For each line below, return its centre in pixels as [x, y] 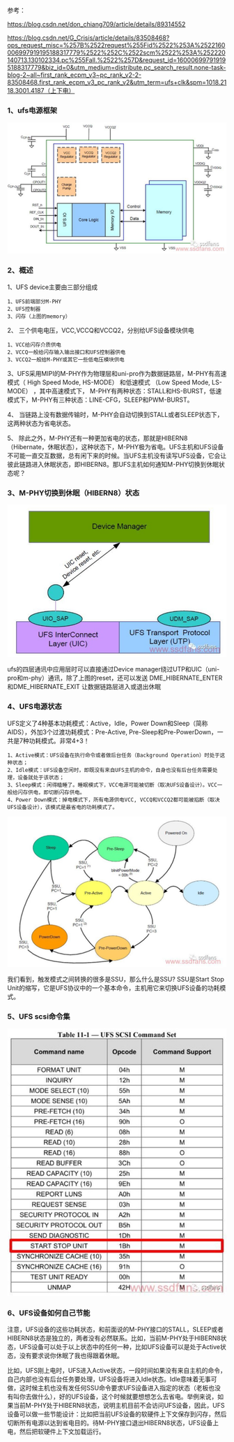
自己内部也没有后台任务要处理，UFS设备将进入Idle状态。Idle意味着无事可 [112, 1379]
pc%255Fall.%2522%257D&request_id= [119, 60]
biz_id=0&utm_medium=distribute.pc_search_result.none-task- [135, 67]
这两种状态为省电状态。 [41, 423]
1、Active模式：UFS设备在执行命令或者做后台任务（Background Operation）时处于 [114, 755]
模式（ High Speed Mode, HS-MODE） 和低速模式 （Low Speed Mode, [109, 382]
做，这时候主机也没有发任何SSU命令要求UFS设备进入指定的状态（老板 [108, 1388]
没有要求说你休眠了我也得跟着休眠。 [71, 1356]
